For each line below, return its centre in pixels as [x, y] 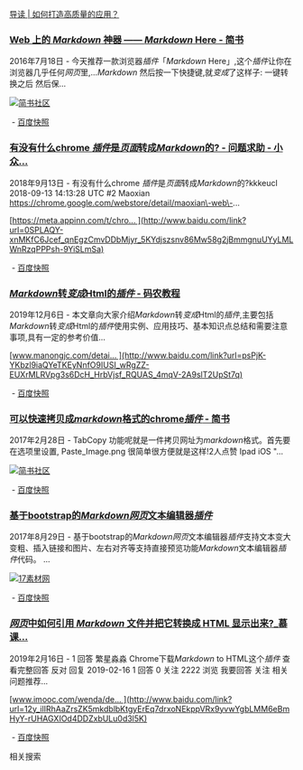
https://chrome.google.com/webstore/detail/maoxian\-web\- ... [125, 202]
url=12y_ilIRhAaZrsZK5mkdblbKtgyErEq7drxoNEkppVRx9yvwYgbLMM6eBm [150, 709]
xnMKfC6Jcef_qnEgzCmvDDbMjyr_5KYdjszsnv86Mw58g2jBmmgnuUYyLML [151, 239]
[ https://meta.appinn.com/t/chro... [73, 220]
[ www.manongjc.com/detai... [63, 355]
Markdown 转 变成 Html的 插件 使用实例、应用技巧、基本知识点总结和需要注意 [149, 325]
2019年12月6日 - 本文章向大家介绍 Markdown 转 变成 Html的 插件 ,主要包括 [142, 315]
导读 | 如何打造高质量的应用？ [64, 14]
